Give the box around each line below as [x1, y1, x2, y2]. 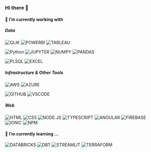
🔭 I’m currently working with [5, 17, 64, 22]
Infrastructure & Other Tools [5, 70, 64, 76]
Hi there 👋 [5, 4, 29, 11]
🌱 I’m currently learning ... [5, 131, 59, 137]
